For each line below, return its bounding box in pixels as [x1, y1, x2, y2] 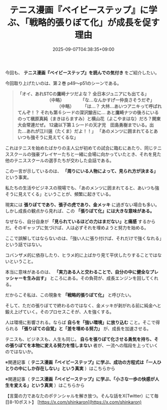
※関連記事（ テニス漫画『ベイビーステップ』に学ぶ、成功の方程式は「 [5, 359, 149, 365]
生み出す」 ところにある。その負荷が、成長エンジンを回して [26, 275, 150, 281]
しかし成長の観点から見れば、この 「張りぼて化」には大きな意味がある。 [5, 208, 155, 214]
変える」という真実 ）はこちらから [13, 382, 85, 388]
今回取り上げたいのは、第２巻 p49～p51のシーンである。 [5, 80, 122, 86]
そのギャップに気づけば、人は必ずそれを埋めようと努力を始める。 [13, 225, 149, 231]
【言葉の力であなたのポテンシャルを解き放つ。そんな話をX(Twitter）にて [5, 393, 155, 399]
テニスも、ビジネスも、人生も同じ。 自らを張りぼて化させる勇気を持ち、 [5, 336, 155, 342]
